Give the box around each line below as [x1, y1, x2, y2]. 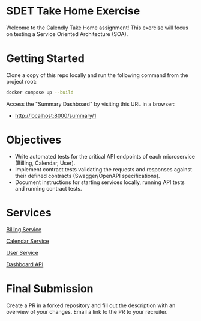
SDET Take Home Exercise [6, 4, 140, 18]
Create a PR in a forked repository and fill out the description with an [6, 302, 176, 309]
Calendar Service [6, 237, 49, 245]
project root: [6, 78, 37, 85]
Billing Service [6, 225, 42, 233]
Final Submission [6, 281, 94, 295]
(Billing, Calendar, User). [14, 159, 76, 167]
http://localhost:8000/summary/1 [14, 112, 97, 119]
